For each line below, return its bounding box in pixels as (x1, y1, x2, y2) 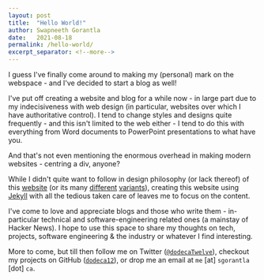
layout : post (8, 11, 51, 20)
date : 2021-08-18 (8, 33, 73, 42)
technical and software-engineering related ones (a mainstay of (40, 215, 249, 224)
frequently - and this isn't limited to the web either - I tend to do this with (8, 119, 245, 128)
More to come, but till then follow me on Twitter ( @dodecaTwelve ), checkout (8, 247, 250, 256)
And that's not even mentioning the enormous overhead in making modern (8, 151, 251, 160)
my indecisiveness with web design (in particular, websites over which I (8, 102, 241, 111)
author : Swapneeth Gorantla (8, 26, 101, 34)
